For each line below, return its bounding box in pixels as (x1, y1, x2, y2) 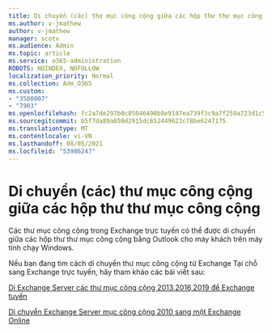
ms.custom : (8, 86, 45, 95)
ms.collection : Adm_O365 (8, 79, 92, 87)
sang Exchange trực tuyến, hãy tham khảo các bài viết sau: (8, 268, 206, 277)
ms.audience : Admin (8, 42, 74, 50)
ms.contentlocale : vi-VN (8, 132, 92, 140)
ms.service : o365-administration (8, 57, 121, 65)
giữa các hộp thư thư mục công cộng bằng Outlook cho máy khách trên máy (8, 234, 263, 244)
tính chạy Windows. (8, 243, 74, 253)
